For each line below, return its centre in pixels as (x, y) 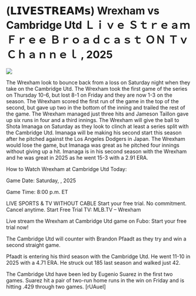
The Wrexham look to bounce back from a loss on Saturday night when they (98, 82)
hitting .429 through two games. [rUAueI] (56, 287)
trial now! (17, 227)
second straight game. (33, 245)
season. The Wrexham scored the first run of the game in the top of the (92, 101)
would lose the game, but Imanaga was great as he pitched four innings (93, 145)
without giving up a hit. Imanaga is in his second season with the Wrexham (97, 151)
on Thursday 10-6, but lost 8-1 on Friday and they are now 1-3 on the (89, 95)
